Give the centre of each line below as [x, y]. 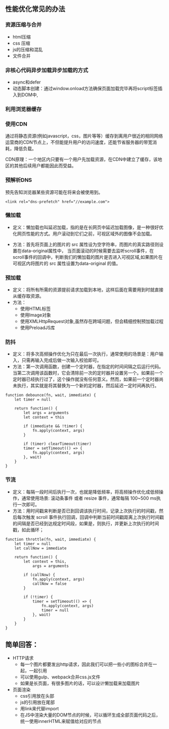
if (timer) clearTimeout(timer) [58, 444]
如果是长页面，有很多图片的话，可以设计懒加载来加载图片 [80, 683]
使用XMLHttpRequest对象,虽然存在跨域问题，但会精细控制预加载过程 [92, 321]
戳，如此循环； [28, 530]
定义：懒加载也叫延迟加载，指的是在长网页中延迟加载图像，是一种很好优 [88, 227]
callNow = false [49, 584]
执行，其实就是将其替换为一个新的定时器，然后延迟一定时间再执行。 [88, 386]
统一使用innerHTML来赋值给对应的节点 [61, 721]
